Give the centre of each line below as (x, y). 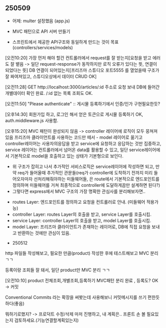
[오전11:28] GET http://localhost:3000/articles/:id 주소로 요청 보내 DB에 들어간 (83, 87)
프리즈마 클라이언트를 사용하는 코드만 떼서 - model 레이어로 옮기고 (78, 137)
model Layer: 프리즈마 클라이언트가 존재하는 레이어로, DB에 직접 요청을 (82, 227)
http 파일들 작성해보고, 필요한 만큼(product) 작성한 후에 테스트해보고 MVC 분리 (82, 253)
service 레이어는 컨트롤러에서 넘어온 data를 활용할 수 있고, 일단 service (75, 150)
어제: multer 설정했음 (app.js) (41, 21)
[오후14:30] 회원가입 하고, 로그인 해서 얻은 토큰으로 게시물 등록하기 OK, (74, 114)
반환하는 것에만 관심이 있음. (44, 233)
